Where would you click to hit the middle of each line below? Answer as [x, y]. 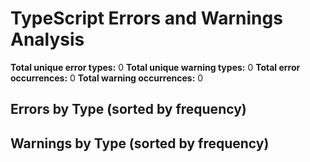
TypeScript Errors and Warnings [146, 18]
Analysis [47, 39]
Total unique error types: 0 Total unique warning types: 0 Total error [155, 67]
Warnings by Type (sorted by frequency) [140, 143]
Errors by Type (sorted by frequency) [128, 109]
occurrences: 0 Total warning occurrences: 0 [107, 78]
